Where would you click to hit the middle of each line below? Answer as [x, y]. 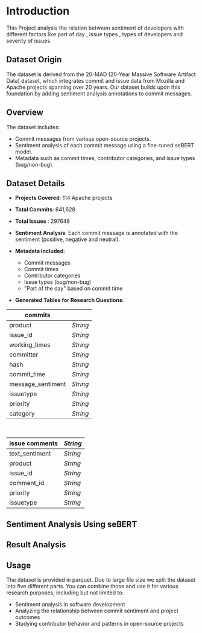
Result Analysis [36, 545]
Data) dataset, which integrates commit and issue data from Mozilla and [96, 80]
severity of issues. [29, 40]
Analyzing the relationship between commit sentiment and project [97, 611]
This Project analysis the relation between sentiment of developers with [95, 28]
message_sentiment [38, 384]
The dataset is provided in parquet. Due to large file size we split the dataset [101, 580]
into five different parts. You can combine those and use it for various [93, 586]
